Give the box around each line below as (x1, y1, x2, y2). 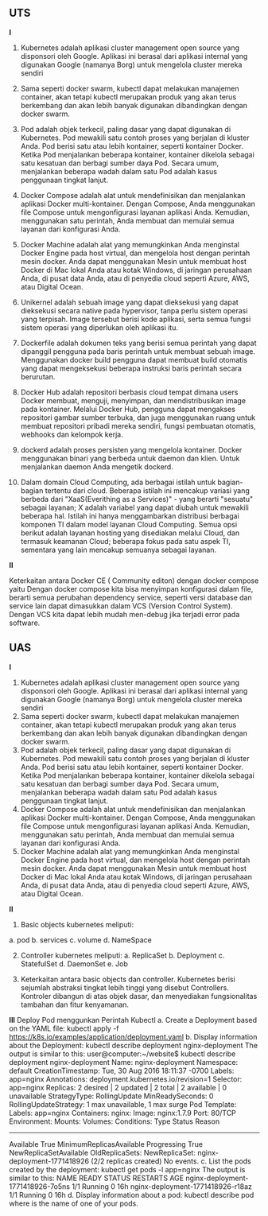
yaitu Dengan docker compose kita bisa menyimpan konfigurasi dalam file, (9, 584, 254, 593)
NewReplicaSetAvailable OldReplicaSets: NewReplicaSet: (9, 1148, 196, 1157)
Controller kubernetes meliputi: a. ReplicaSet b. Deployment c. (20, 950, 225, 960)
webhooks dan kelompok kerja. (20, 429, 123, 439)
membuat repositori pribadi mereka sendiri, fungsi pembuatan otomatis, (20, 421, 256, 430)
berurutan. (20, 371, 56, 381)
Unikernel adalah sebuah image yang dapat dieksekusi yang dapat (20, 297, 239, 307)
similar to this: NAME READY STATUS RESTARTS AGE (9, 1173, 184, 1183)
